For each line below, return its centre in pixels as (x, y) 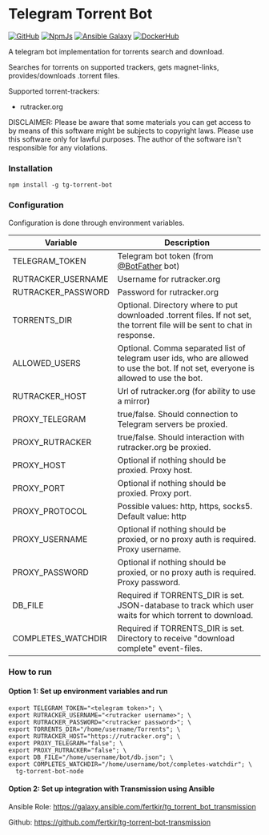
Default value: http (152, 516)
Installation (31, 168)
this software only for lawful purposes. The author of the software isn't (125, 139)
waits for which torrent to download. (185, 615)
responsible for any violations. (58, 147)
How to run (30, 672)
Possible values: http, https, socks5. (185, 506)
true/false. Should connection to (178, 414)
